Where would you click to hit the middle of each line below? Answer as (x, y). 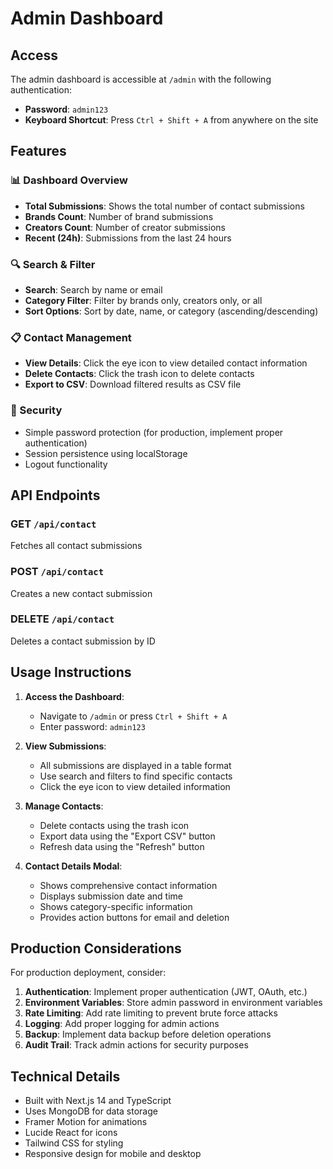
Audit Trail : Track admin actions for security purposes (136, 1045)
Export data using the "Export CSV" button (127, 836)
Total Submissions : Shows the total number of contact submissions (164, 206)
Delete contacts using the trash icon (114, 825)
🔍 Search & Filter (53, 264)
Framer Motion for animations (86, 1122)
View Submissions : (65, 746)
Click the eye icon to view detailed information (135, 786)
